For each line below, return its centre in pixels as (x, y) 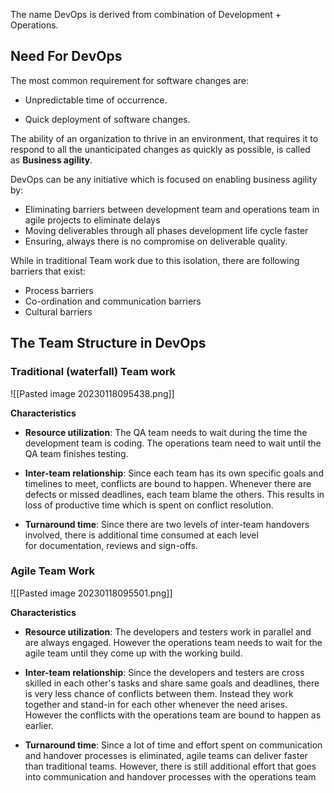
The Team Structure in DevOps (108, 343)
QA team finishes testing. (76, 453)
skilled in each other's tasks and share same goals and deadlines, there (172, 683)
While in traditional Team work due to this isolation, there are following (155, 260)
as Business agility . (51, 160)
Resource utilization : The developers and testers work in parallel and (168, 631)
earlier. (39, 725)
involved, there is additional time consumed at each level (141, 535)
